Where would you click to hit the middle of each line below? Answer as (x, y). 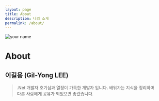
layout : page (18, 9)
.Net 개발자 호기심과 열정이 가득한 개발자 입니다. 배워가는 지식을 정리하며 (86, 88)
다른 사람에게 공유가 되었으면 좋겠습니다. (55, 94)
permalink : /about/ (25, 23)
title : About (18, 14)
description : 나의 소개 (27, 18)
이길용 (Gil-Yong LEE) (37, 75)
